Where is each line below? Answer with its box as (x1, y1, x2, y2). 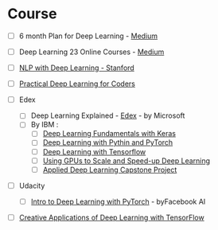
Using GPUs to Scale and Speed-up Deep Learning (42, 156, 211, 166)
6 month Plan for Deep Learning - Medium (18, 31, 158, 41)
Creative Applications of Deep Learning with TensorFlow (18, 212, 204, 222)
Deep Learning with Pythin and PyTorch (42, 138, 173, 147)
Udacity (18, 181, 45, 190)
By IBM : (30, 120, 59, 130)
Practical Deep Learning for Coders (18, 79, 136, 88)
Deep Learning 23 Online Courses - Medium (18, 47, 165, 57)
